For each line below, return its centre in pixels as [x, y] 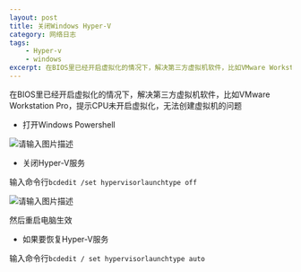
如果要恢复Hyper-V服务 [65, 239]
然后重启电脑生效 [41, 220]
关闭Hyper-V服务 [53, 162]
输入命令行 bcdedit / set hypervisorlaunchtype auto [107, 258]
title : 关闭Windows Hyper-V [60, 26]
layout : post [34, 18]
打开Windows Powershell [69, 124]
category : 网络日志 [43, 34]
